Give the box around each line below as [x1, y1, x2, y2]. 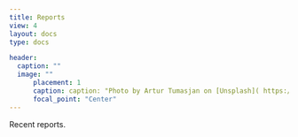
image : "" [17, 70, 53, 80]
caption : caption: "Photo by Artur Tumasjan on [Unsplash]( [32, 86, 260, 95]
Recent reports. [9, 118, 67, 129]
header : [9, 54, 38, 63]
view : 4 [9, 21, 38, 30]
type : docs [9, 37, 50, 47]
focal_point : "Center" [32, 95, 117, 103]
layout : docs [9, 29, 58, 38]
